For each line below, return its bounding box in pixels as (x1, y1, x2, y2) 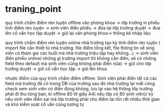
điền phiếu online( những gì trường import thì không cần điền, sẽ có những (5, 55, 157, 61)
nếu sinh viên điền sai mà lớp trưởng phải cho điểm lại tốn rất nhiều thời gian (5, 96, 160, 102)
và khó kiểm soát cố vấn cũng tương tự (5, 101, 85, 107)
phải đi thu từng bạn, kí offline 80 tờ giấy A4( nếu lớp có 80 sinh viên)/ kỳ (5, 91, 154, 97)
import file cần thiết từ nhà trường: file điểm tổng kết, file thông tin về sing (5, 45, 155, 51)
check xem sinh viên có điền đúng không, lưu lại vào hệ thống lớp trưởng (5, 85, 153, 91)
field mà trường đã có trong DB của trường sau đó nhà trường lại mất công (5, 80, 155, 86)
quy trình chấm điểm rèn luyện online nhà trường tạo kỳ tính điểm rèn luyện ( (5, 39, 161, 45)
